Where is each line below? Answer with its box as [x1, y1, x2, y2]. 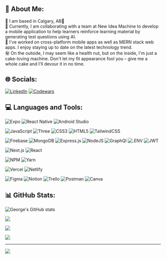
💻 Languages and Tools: [5, 103, 83, 111]
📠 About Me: [5, 5, 44, 13]
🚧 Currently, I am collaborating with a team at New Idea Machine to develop [5, 23, 159, 29]
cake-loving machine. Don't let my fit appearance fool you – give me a [5, 55, 148, 62]
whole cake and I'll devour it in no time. [5, 61, 85, 67]
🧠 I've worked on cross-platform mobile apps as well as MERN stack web [5, 39, 154, 45]
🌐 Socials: [5, 75, 38, 84]
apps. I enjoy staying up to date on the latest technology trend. [5, 44, 132, 50]
